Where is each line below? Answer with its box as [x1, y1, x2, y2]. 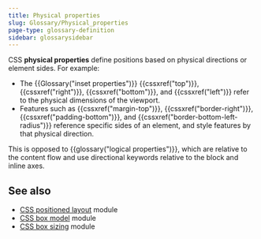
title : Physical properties [8, 11, 101, 20]
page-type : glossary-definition [8, 26, 114, 34]
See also [8, 184, 51, 197]
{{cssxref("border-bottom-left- [137, 112, 238, 122]
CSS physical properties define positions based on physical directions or [8, 55, 248, 65]
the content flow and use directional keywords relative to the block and [8, 153, 239, 162]
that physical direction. [19, 129, 95, 139]
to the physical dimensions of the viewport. [19, 95, 160, 105]
